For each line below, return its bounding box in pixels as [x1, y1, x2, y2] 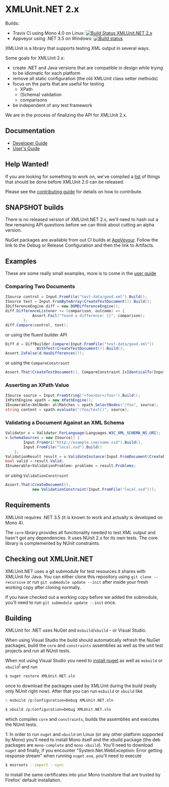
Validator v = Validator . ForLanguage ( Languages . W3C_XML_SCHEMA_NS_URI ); [5, 430, 161, 436]
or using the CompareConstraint [5, 360, 70, 366]
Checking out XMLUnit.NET [5, 555, 94, 564]
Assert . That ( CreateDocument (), [5, 482, 71, 487]
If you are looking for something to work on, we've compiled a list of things [5, 173, 160, 180]
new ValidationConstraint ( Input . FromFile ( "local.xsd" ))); [32, 487, 156, 492]
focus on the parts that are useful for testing [12, 81, 105, 87]
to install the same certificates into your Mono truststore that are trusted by [5, 771, 161, 777]
